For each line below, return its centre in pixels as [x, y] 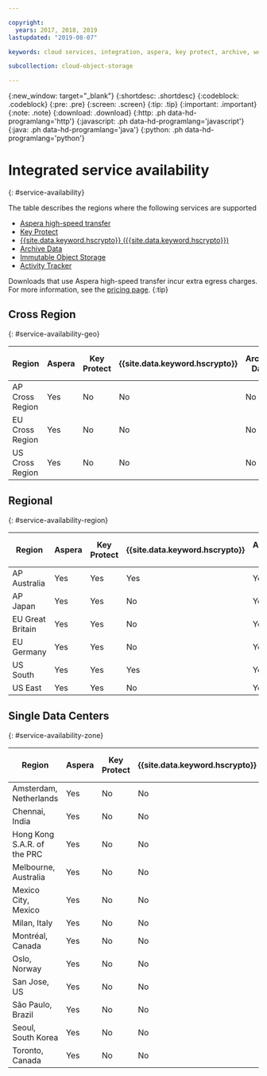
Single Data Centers [59, 716]
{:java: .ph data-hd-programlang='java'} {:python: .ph [96, 130]
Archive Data [41, 249]
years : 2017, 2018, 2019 [56, 30]
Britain [25, 629]
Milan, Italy [33, 923]
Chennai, [29, 811]
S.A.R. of [29, 844]
